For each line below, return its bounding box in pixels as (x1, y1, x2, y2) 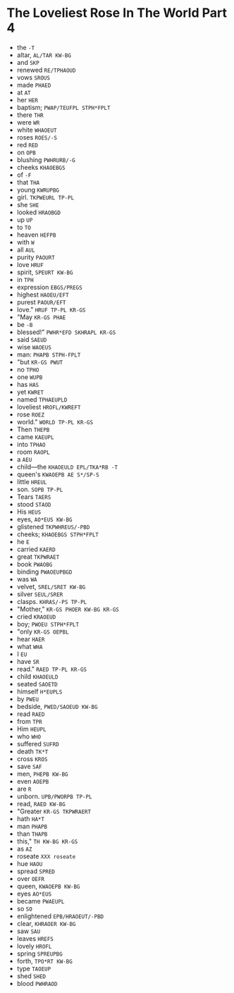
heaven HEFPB (16, 230, 56, 239)
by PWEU (16, 694, 39, 703)
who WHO (16, 732, 42, 741)
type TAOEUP (16, 964, 51, 973)
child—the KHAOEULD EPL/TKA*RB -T (16, 462, 118, 471)
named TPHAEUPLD (16, 395, 68, 403)
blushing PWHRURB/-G (16, 155, 75, 164)
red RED (16, 140, 38, 149)
